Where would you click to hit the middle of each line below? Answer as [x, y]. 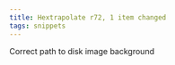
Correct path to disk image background [82, 51]
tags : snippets [38, 26]
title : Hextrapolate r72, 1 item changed [88, 17]
